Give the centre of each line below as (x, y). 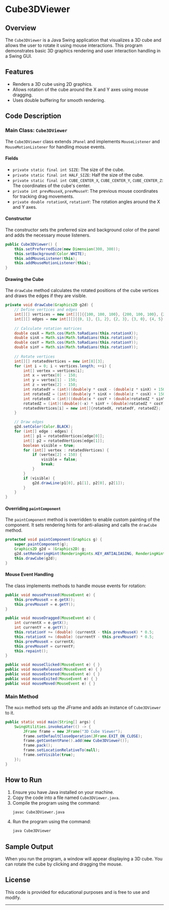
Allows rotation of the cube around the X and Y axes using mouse (80, 89)
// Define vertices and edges (46, 310)
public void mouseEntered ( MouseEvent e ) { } (53, 674)
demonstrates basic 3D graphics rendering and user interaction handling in (83, 51)
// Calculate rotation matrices (48, 328)
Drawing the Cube (25, 279)
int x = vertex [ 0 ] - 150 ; (51, 375)
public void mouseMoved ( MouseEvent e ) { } (50, 684)
